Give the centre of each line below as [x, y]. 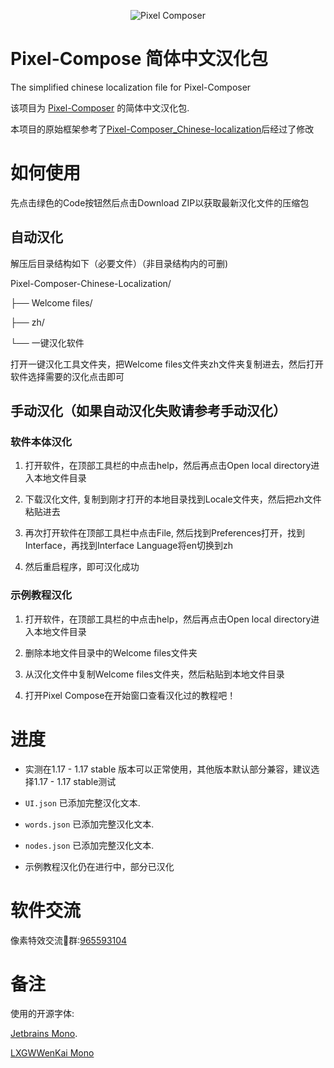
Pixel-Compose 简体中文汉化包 [139, 59]
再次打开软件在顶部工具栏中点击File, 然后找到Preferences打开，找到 [165, 533]
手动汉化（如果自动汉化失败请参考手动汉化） [148, 411]
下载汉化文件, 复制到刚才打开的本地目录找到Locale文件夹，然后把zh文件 [173, 499]
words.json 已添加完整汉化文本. [89, 824]
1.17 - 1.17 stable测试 [75, 781]
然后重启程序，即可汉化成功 [82, 567]
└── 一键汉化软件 [47, 342]
